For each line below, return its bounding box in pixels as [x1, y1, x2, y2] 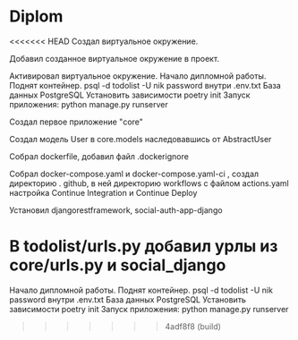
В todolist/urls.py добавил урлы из [9, 236, 278, 257]
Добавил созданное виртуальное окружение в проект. [9, 53, 220, 64]
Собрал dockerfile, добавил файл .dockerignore [9, 150, 190, 162]
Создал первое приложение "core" [9, 116, 143, 127]
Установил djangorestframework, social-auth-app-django [9, 204, 223, 216]
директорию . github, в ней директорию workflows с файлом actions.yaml [9, 177, 289, 189]
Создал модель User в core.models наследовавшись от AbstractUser [9, 133, 272, 144]
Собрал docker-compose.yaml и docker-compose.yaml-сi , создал [9, 168, 260, 179]
